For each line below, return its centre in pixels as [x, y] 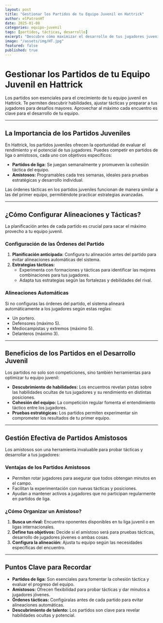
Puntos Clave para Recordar [48, 567]
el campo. [22, 483]
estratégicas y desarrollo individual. [48, 180]
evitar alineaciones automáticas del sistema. [56, 260]
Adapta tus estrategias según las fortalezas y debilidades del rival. [86, 280]
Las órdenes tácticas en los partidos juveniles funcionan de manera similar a [81, 189]
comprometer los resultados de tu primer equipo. [61, 418]
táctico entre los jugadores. [39, 408]
